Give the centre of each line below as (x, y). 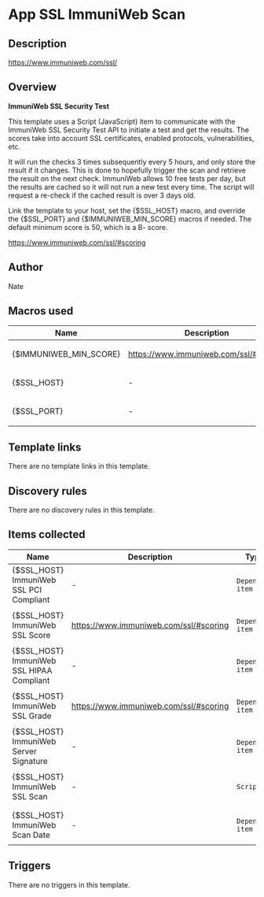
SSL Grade (32, 716)
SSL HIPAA (32, 670)
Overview (33, 87)
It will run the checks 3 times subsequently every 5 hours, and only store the (132, 161)
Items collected (47, 534)
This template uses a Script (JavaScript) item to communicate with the (122, 121)
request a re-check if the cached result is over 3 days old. (102, 195)
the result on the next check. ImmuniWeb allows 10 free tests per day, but (127, 178)
